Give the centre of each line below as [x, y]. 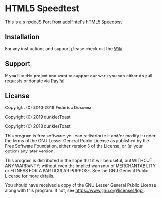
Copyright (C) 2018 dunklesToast [38, 126]
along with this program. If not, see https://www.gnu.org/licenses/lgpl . [75, 190]
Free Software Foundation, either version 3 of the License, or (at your [74, 146]
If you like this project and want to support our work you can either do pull [79, 76]
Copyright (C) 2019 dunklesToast [38, 117]
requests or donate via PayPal [35, 81]
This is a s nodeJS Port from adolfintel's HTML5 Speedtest [64, 22]
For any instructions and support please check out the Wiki [64, 48]
